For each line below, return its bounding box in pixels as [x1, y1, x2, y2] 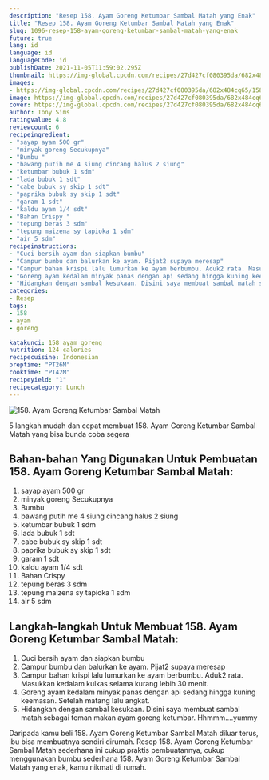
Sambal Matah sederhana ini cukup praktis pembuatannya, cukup [9, 746, 225, 755]
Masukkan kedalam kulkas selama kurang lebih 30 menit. [20, 679, 209, 689]
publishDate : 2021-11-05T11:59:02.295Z [9, 64, 142, 72]
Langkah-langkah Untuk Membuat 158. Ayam [9, 619, 238, 633]
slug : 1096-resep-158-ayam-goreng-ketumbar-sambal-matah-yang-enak [9, 26, 239, 34]
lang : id [9, 42, 38, 50]
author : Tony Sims [9, 109, 70, 117]
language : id [9, 49, 53, 57]
